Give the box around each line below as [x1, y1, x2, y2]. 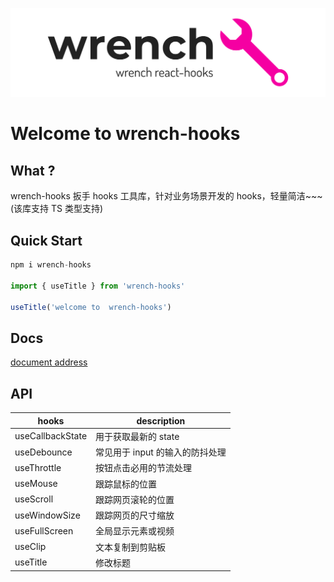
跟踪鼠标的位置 [95, 478, 158, 490]
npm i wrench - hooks [10, 260, 92, 270]
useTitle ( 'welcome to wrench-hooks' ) [10, 302, 172, 312]
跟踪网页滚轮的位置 [95, 493, 175, 505]
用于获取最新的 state [95, 430, 180, 442]
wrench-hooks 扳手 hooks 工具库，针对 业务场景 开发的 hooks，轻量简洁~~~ [10, 190, 323, 202]
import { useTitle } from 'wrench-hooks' [10, 281, 186, 291]
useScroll [14, 493, 54, 505]
